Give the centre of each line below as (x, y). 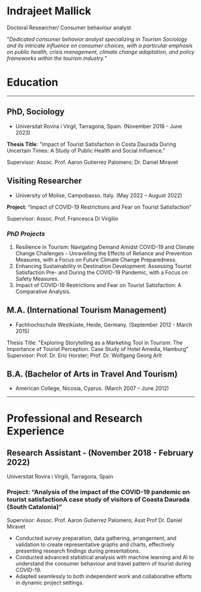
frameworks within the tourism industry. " (57, 58)
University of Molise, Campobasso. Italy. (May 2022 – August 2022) (99, 195)
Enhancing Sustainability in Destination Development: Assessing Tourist (103, 266)
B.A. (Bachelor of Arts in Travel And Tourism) (92, 374)
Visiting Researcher (44, 181)
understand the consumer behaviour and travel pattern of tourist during (103, 563)
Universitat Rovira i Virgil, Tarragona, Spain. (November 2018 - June (99, 126)
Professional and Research (75, 418)
